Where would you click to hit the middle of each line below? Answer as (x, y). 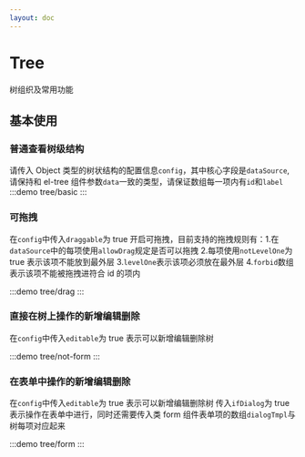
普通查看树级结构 (47, 148)
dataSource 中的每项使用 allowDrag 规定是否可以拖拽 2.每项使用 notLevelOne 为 (151, 250)
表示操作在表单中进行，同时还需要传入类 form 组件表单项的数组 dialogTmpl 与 (152, 414)
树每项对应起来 (37, 426)
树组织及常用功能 (41, 89)
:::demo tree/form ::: (47, 444)
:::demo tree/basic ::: (48, 192)
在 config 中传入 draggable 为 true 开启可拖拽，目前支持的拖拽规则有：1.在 (144, 239)
